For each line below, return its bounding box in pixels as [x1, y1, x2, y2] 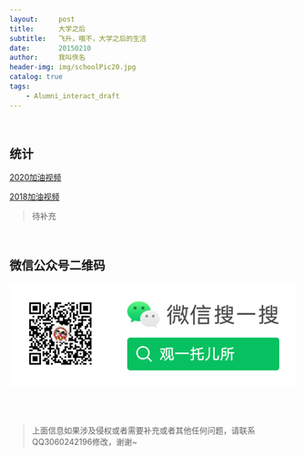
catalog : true [9, 73, 64, 82]
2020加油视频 [9, 172, 62, 183]
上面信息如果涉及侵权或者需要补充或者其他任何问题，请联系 [31, 425, 256, 436]
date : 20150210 [9, 44, 92, 53]
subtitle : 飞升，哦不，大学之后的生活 [9, 34, 147, 43]
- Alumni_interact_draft [25, 91, 120, 100]
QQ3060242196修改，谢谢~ [31, 437, 138, 448]
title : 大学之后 [9, 24, 86, 34]
